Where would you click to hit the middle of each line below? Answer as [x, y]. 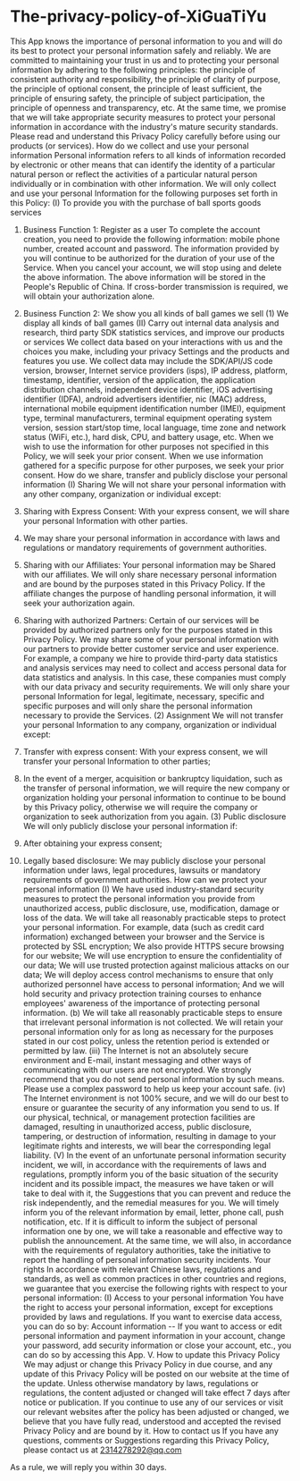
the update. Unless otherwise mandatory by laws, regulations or [141, 1383]
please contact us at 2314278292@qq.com [102, 1450]
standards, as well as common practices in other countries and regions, [154, 1278]
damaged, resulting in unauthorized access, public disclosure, [137, 1126]
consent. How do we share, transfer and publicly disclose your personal [155, 475]
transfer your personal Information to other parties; [117, 761]
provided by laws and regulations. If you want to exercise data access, [153, 1316]
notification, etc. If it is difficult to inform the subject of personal [140, 1222]
